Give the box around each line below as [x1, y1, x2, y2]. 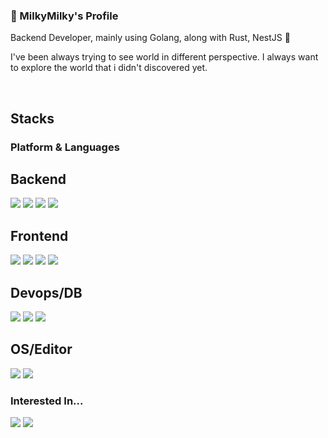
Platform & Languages [10, 140, 120, 154]
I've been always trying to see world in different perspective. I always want [10, 51, 319, 63]
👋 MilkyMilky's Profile [10, 9, 119, 23]
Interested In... [10, 394, 84, 408]
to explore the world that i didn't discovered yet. [10, 62, 208, 74]
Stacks [10, 110, 55, 127]
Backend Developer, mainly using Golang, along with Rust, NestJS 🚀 [10, 32, 291, 44]
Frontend [10, 227, 69, 244]
